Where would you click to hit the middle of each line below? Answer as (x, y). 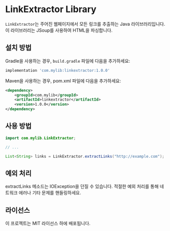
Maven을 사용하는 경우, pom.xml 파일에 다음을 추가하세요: (63, 81)
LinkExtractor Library (51, 9)
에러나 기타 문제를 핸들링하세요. (50, 193)
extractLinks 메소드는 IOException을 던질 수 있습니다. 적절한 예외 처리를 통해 (82, 187)
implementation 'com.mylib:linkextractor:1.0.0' (58, 70)
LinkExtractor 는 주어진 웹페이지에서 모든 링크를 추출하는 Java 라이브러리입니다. (85, 24)
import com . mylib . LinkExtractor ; (41, 138)
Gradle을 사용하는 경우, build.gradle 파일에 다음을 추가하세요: (68, 61)
